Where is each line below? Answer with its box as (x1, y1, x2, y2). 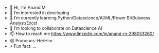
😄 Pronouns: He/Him (9, 38, 53, 43)
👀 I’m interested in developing (9, 10, 70, 16)
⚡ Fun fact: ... (9, 43, 36, 49)
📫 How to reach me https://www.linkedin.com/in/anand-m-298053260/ (9, 31, 154, 36)
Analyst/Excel (9, 20, 37, 26)
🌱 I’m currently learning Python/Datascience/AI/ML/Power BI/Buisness (9, 15, 151, 20)
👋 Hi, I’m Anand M (9, 5, 46, 10)
